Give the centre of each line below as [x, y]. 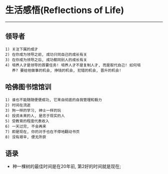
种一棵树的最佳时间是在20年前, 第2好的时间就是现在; [66, 166]
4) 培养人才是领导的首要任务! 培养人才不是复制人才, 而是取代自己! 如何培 [73, 65]
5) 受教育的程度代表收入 [27, 121]
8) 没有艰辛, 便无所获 [26, 137]
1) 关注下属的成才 [22, 49]
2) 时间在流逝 [18, 105]
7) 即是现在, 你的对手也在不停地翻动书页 [42, 131]
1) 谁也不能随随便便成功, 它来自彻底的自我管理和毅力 [54, 100]
